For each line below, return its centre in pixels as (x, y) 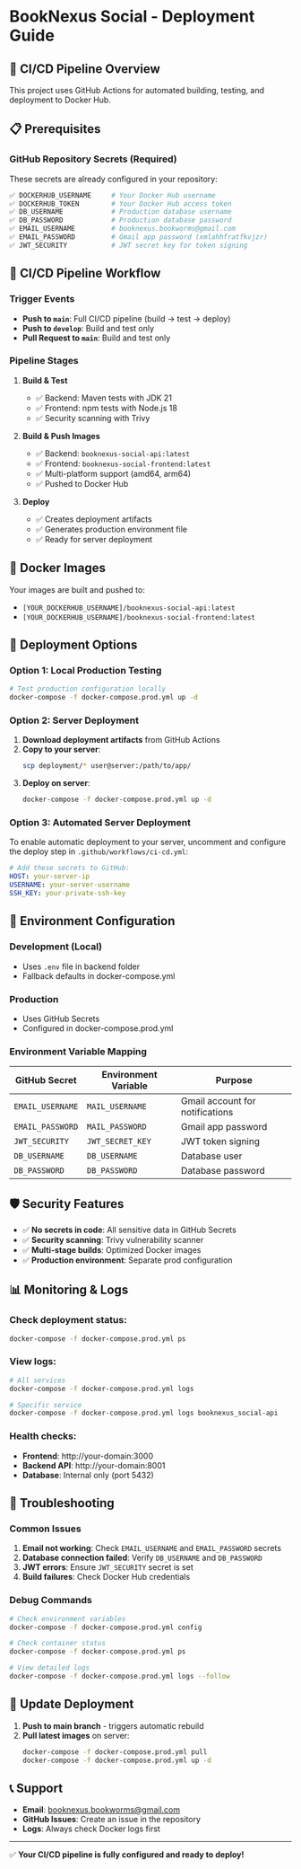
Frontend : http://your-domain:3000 (88, 1456)
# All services (38, 1380)
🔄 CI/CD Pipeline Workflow (85, 273)
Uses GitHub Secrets (61, 1018)
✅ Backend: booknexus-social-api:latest (113, 453)
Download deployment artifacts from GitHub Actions (121, 740)
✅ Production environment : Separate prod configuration (127, 1260)
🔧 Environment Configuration (92, 921)
